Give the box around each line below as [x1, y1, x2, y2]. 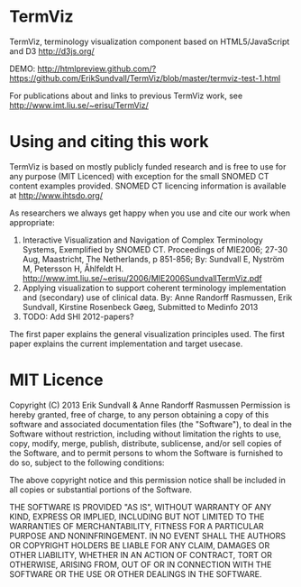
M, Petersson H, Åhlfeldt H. [22, 263, 124, 274]
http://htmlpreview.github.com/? [37, 63, 157, 74]
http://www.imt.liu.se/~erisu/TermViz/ [9, 99, 149, 110]
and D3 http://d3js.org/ [9, 45, 95, 56]
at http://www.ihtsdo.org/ [9, 189, 104, 200]
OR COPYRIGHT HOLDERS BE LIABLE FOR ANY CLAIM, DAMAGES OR [9, 539, 270, 551]
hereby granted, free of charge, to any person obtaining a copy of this [9, 408, 269, 420]
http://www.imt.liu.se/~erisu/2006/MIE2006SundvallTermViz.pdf [22, 272, 263, 283]
